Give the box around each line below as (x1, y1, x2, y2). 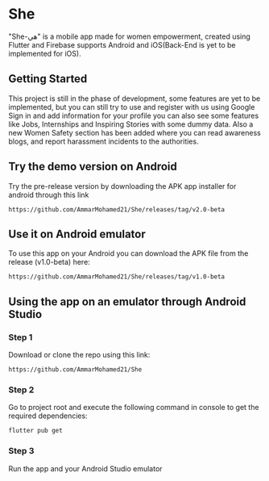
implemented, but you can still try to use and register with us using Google (8, 102, 255, 111)
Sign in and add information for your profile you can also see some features (8, 111, 259, 120)
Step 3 (8, 445, 35, 457)
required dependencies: (8, 411, 88, 420)
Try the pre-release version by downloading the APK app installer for (8, 181, 237, 190)
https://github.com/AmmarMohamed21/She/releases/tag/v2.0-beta (8, 205, 226, 214)
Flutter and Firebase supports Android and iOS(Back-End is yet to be (8, 40, 236, 49)
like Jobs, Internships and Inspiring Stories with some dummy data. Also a (8, 119, 254, 129)
